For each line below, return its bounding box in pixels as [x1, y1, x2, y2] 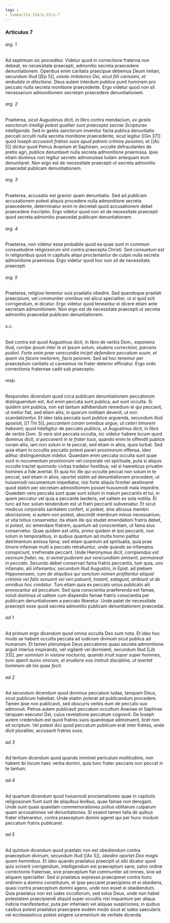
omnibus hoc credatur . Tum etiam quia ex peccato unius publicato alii [5, 581, 150, 588]
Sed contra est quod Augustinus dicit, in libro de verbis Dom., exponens [5, 339, 155, 345]
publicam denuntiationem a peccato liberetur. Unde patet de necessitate [5, 597, 156, 603]
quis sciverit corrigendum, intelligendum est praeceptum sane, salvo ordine [5, 863, 163, 869]
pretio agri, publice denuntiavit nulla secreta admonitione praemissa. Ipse [5, 149, 158, 155]
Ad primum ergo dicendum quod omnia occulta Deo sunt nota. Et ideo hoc [5, 630, 160, 636]
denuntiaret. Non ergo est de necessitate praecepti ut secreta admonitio [5, 160, 156, 166]
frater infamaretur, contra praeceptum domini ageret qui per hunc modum [5, 814, 159, 821]
